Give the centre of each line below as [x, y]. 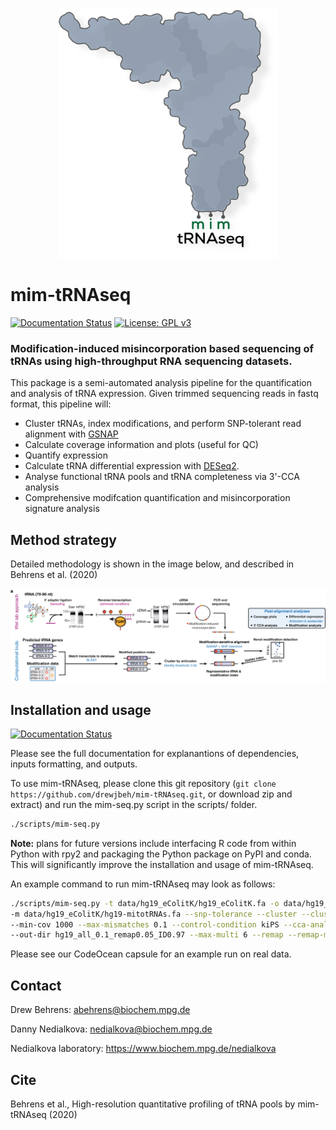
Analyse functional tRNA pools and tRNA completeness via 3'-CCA [162, 477]
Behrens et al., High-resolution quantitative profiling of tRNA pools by [153, 1104]
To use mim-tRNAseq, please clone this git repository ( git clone [143, 783]
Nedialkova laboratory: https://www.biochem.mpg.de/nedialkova [143, 1049]
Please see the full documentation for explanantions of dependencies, [155, 753]
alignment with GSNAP [71, 434]
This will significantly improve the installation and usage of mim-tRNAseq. [162, 864]
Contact [36, 985]
